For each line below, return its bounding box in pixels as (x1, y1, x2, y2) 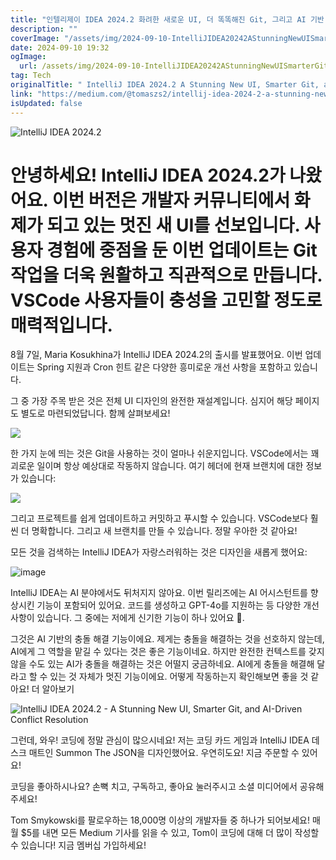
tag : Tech (10, 71, 52, 81)
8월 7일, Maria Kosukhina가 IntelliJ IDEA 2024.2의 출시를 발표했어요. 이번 (10, 349, 303, 361)
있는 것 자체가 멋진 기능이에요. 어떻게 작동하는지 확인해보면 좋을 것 (49, 671, 309, 683)
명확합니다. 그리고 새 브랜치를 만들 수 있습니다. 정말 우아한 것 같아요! (31, 525, 298, 537)
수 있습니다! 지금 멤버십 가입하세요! (10, 839, 147, 851)
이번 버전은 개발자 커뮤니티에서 (51, 189, 291, 211)
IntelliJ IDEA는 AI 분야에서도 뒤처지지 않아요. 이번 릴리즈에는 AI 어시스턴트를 (10, 587, 308, 599)
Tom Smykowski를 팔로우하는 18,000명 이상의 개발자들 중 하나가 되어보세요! (10, 814, 310, 826)
